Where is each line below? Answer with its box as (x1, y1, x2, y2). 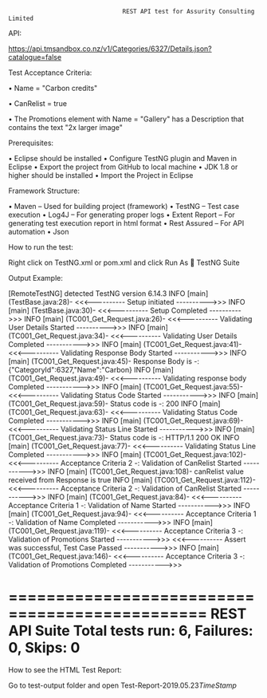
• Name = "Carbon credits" (8, 84, 98, 93)
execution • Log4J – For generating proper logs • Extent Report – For (8, 210, 235, 219)
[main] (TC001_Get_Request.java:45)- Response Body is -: (8, 357, 199, 366)
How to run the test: (8, 243, 74, 251)
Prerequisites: (8, 138, 54, 148)
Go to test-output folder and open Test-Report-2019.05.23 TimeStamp (8, 680, 238, 690)
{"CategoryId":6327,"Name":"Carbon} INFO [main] (8, 365, 174, 374)
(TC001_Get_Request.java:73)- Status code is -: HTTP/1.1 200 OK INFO (8, 433, 240, 442)
